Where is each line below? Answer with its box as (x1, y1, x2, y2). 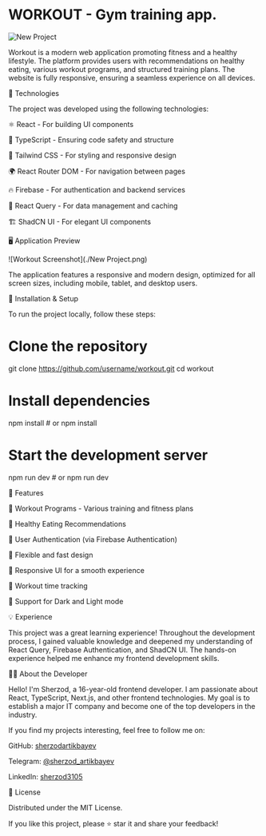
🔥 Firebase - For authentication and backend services (8, 185, 186, 194)
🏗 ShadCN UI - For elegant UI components (8, 217, 152, 226)
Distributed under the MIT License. (8, 802, 123, 812)
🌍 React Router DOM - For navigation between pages (8, 166, 186, 176)
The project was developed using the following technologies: (8, 104, 209, 113)
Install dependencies (8, 392, 150, 410)
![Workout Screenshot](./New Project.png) (8, 254, 148, 264)
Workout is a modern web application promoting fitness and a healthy (8, 47, 238, 57)
